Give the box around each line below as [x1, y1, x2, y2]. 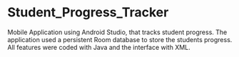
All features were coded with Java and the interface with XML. [7, 43, 190, 51]
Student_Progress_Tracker [7, 4, 169, 21]
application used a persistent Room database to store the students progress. [7, 35, 233, 43]
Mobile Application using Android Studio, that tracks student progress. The [7, 28, 228, 36]
